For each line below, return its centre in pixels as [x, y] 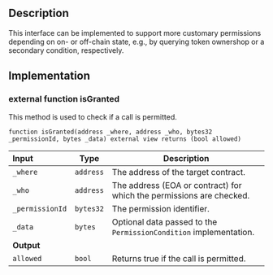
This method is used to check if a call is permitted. [93, 116]
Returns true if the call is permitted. [179, 258]
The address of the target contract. [178, 172]
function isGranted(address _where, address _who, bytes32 [110, 132]
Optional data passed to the [165, 221]
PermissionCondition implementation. [183, 232]
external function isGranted [64, 99]
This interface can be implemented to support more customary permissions [135, 33]
